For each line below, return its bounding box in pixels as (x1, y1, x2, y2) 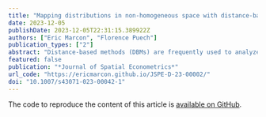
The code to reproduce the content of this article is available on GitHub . (8, 100, 242, 109)
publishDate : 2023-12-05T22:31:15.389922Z (8, 26, 150, 34)
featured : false (8, 56, 62, 64)
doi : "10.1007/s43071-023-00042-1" (8, 77, 126, 85)
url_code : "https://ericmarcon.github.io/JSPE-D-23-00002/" (8, 70, 211, 78)
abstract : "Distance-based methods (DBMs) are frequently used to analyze (8, 48, 260, 56)
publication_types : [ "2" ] (8, 41, 93, 49)
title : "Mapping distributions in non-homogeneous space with (8, 11, 218, 20)
